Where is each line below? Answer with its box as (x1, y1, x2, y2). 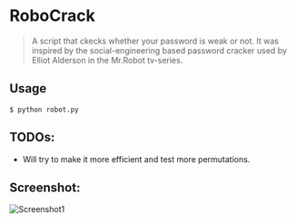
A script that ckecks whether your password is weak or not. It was (31, 35, 280, 46)
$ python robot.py (9, 105, 79, 114)
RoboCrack (9, 5, 95, 26)
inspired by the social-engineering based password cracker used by (31, 44, 288, 55)
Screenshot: (9, 179, 81, 195)
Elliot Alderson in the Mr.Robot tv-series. (31, 54, 183, 65)
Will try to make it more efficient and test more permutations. (22, 153, 251, 164)
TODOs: (9, 130, 55, 145)
